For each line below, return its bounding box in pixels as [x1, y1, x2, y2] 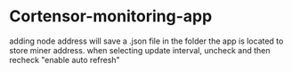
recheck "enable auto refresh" [9, 54, 120, 65]
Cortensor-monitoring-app [9, 6, 213, 27]
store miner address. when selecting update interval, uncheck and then [9, 44, 271, 55]
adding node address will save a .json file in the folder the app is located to [9, 36, 284, 46]
